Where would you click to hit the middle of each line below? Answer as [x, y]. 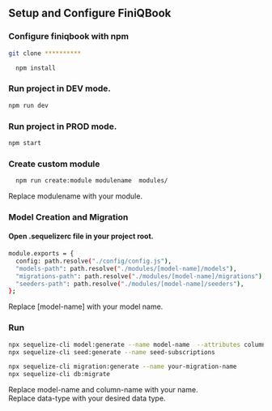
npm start [25, 143]
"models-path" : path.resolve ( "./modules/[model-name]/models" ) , [126, 268]
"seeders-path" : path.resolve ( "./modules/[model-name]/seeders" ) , [130, 284]
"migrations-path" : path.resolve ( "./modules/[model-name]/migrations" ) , [141, 276]
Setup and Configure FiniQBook [90, 13]
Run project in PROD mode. [63, 126]
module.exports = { [41, 254]
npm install [36, 68]
